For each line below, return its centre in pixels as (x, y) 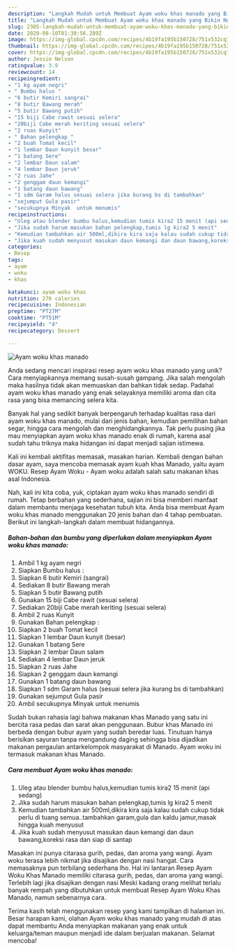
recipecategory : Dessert (44, 331)
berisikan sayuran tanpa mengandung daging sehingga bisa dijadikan (108, 739)
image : (17, 40)
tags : (16, 260)
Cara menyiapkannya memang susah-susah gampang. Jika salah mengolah (116, 378)
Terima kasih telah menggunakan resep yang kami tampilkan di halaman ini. (116, 911)
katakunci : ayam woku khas (47, 292)
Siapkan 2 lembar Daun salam (61, 652)
